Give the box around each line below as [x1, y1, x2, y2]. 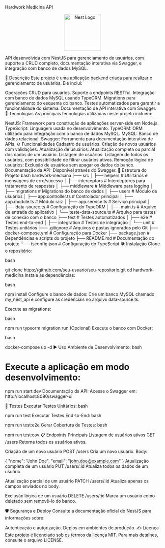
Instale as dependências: [24, 272, 75, 278]
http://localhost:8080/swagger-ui [5, 393, 73, 399]
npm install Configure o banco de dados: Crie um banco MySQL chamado [5, 291, 155, 297]
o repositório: [5, 248, 32, 254]
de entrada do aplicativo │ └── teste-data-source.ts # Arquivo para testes [5, 209, 156, 215]
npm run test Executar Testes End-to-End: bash [5, 412, 102, 418]
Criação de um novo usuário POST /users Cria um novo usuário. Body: [5, 448, 148, 454]
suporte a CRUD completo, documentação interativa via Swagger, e [5, 60, 142, 66]
